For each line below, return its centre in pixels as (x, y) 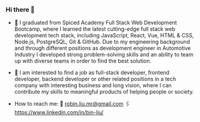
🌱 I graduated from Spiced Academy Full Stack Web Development (95, 23)
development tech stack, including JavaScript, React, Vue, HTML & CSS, (104, 35)
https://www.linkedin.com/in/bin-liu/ (59, 112)
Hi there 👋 (20, 10)
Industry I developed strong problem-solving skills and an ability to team (104, 55)
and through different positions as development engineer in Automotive (102, 48)
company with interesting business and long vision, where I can (93, 85)
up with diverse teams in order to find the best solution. (83, 61)
